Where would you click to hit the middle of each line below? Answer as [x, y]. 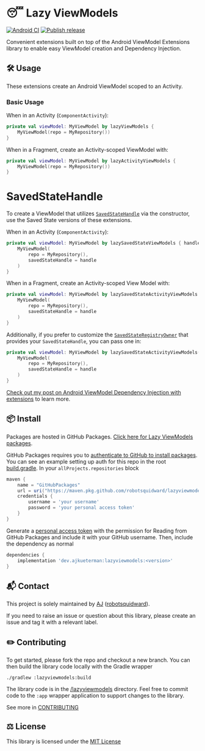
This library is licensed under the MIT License [63, 741]
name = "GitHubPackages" [49, 485]
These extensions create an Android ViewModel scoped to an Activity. [95, 86]
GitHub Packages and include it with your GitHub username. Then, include [100, 537]
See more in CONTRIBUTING [43, 708]
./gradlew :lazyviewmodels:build [49, 678]
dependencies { [26, 555]
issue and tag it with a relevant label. [52, 622]
